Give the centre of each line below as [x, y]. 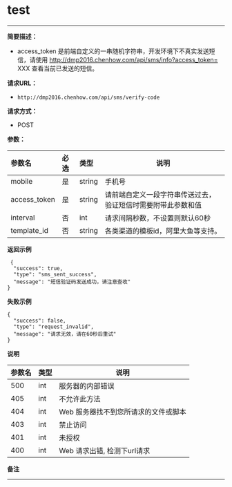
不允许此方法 [80, 399]
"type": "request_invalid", [54, 327]
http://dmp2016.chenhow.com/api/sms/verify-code [88, 97]
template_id [29, 230]
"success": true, [38, 268]
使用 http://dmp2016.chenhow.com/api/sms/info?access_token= [127, 59]
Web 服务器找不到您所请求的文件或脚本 [123, 412]
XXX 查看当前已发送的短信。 [58, 68]
